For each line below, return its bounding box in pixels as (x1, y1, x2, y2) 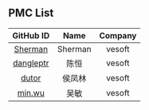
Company (99, 29, 137, 41)
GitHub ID (12, 29, 50, 41)
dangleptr (13, 57, 49, 69)
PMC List (8, 6, 54, 20)
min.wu (17, 87, 45, 98)
